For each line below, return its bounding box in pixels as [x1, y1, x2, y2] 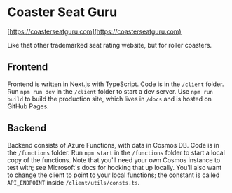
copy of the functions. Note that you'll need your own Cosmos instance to [7, 155, 221, 164]
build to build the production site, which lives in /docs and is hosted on [7, 94, 212, 103]
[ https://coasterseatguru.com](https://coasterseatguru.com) [7, 27, 182, 36]
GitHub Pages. [7, 102, 49, 110]
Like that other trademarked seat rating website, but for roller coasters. [7, 41, 212, 49]
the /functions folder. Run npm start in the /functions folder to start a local [7, 148, 226, 157]
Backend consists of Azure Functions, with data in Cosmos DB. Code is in [7, 141, 219, 149]
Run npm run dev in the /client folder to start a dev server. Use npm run [7, 87, 214, 95]
